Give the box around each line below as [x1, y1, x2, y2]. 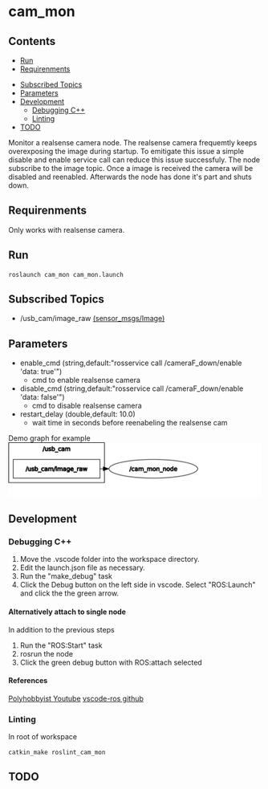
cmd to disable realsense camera [31, 401, 142, 411]
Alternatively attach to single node [8, 607, 127, 616]
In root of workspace [8, 732, 78, 742]
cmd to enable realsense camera [31, 376, 140, 385]
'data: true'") [19, 367, 63, 376]
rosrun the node [19, 649, 74, 658]
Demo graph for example [8, 433, 91, 443]
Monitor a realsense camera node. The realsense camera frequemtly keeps [8, 138, 258, 147]
